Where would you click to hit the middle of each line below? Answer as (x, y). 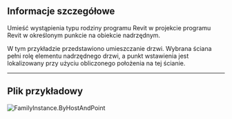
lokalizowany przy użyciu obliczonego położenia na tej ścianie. (96, 63)
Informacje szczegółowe (61, 11)
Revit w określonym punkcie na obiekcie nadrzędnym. (84, 35)
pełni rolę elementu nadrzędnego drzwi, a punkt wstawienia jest (98, 56)
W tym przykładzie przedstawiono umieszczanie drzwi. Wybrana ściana (109, 48)
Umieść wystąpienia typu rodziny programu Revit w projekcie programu (109, 28)
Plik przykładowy (45, 91)
